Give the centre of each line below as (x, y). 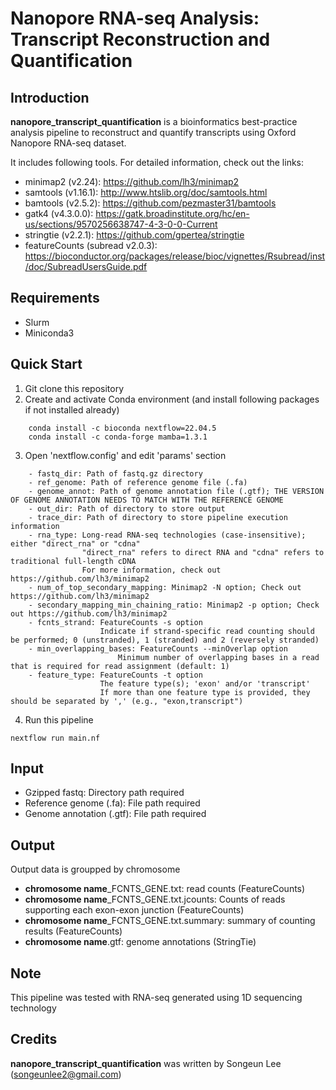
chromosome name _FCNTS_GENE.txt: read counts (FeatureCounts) (165, 889)
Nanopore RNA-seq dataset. (68, 143)
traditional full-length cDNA (73, 561)
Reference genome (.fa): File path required (112, 803)
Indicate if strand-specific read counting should (207, 631)
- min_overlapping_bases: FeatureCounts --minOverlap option (158, 648)
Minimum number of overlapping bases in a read (218, 657)
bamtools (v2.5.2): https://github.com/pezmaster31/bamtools (150, 203)
